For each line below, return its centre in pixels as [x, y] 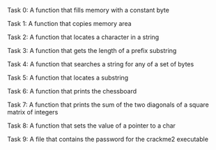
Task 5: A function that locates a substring [68, 77]
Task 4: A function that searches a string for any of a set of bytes [101, 64]
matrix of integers [33, 112]
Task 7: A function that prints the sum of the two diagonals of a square [108, 105]
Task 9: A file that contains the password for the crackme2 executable [108, 139]
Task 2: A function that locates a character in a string [83, 37]
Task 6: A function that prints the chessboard [72, 91]
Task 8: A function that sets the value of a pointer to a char [92, 126]
